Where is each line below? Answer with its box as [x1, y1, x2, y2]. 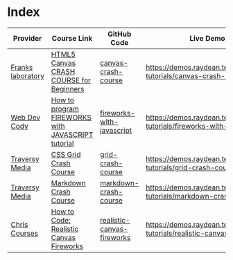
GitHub [107, 29, 132, 39]
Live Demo [189, 33, 225, 43]
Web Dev [10, 112, 40, 122]
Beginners [51, 84, 85, 93]
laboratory [10, 71, 45, 80]
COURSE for [51, 75, 92, 85]
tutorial [51, 138, 74, 148]
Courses [10, 228, 38, 238]
